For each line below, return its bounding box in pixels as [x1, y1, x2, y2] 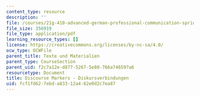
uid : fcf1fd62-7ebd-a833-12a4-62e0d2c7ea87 [6, 81, 116, 87]
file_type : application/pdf [6, 31, 76, 37]
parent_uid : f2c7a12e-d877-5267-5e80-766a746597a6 [6, 64, 135, 70]
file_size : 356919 [6, 25, 52, 32]
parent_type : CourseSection [6, 58, 76, 64]
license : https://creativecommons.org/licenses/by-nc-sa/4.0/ [6, 42, 164, 48]
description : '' [6, 14, 46, 20]
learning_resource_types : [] [6, 36, 79, 42]
